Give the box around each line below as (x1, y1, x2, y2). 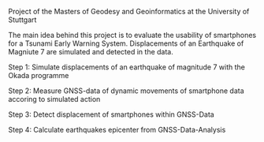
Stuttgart (8, 15, 37, 24)
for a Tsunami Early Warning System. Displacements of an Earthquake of (8, 39, 244, 48)
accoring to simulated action (8, 95, 101, 103)
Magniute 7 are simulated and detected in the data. (8, 47, 173, 56)
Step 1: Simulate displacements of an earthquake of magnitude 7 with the (8, 62, 246, 72)
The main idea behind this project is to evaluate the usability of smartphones (8, 31, 257, 39)
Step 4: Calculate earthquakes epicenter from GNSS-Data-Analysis (8, 125, 226, 134)
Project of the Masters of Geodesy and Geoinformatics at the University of (8, 7, 250, 16)
